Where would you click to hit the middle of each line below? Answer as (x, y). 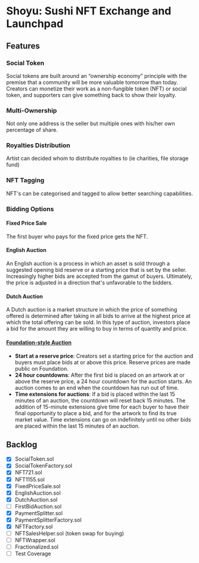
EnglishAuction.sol (38, 493)
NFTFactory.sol (34, 526)
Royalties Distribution (38, 146)
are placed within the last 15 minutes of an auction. (77, 426)
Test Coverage (33, 554)
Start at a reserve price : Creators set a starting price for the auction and (104, 356)
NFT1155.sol (30, 479)
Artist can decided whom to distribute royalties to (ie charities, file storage (97, 158)
